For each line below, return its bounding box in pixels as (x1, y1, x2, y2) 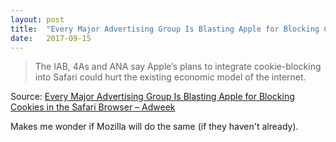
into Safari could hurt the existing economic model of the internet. (34, 71, 307, 83)
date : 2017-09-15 (10, 33, 92, 43)
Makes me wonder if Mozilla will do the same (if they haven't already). (10, 121, 299, 133)
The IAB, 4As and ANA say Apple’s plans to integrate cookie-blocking (34, 61, 322, 73)
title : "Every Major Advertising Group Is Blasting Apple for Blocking (10, 24, 320, 34)
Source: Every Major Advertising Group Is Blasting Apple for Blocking (10, 91, 295, 103)
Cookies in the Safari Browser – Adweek (10, 101, 176, 113)
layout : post (10, 14, 65, 25)
